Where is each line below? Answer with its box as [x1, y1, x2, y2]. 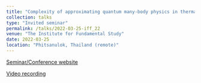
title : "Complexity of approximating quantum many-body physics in [6, 8, 178, 15]
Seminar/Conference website [6, 58, 78, 66]
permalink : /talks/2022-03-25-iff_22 [6, 25, 100, 32]
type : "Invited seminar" [6, 20, 68, 26]
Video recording [6, 70, 46, 77]
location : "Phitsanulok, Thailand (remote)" [6, 42, 119, 48]
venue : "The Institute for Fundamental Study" [6, 31, 124, 37]
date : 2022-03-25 [6, 36, 50, 42]
